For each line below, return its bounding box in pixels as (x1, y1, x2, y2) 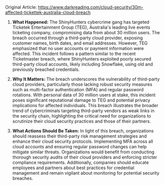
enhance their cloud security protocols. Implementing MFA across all (12, 138, 153, 144)
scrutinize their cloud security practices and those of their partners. (12, 119, 151, 124)
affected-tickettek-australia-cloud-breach (5, 9, 91, 15)
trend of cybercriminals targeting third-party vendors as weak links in (12, 108, 155, 114)
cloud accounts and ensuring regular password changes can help (12, 144, 147, 149)
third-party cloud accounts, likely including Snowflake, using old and (12, 62, 153, 67)
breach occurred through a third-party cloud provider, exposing (12, 35, 143, 41)
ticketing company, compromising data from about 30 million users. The (12, 30, 160, 35)
